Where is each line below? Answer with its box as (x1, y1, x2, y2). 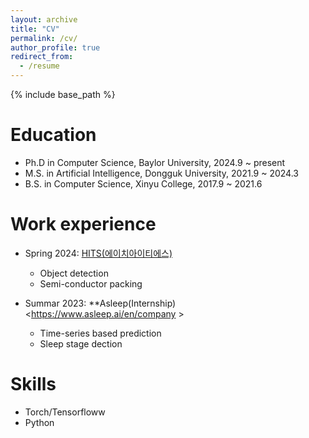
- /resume (19, 61, 60, 71)
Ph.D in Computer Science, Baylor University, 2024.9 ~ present (24, 156, 286, 168)
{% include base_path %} (10, 89, 116, 100)
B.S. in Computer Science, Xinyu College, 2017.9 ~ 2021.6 (24, 177, 263, 190)
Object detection (39, 267, 109, 279)
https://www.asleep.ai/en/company (31, 307, 177, 320)
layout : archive (10, 14, 78, 25)
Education (10, 124, 97, 146)
